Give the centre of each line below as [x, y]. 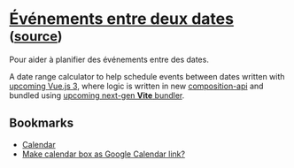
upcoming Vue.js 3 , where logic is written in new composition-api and [136, 86]
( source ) [36, 36]
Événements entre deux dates [122, 19]
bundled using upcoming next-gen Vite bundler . [97, 95]
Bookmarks [42, 123]
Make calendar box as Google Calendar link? [104, 154]
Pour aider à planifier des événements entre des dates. [109, 59]
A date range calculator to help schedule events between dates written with [147, 76]
